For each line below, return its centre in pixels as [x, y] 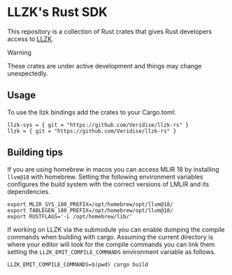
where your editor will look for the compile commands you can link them [111, 244]
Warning [19, 52]
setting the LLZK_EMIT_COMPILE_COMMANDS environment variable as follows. [111, 251]
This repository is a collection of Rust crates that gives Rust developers [110, 31]
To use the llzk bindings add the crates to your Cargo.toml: [92, 112]
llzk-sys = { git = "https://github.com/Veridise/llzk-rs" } [98, 125]
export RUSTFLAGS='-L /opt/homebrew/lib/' [70, 216]
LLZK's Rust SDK [58, 12]
